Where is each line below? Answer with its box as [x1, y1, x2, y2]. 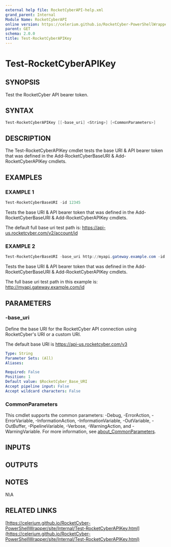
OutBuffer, [5, 423, 27, 429]
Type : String [5, 351, 33, 356]
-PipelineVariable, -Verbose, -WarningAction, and [27, 423, 131, 429]
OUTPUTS [5, 460, 38, 469]
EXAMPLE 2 [5, 243, 36, 250]
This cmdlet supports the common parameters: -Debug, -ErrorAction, [5, 412, 151, 419]
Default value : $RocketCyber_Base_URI [5, 379, 88, 384]
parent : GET [5, 27, 31, 32]
